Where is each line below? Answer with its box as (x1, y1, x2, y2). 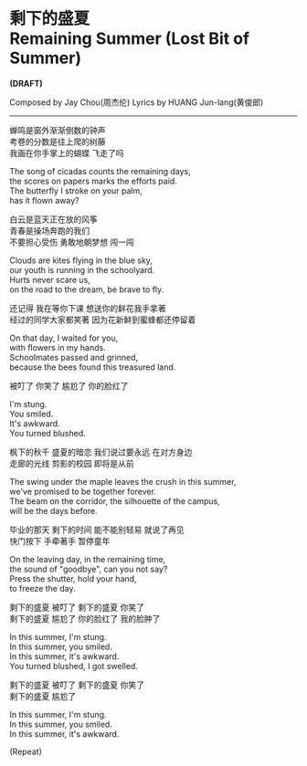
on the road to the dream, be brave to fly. (9, 284, 164, 295)
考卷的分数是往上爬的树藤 (9, 136, 106, 147)
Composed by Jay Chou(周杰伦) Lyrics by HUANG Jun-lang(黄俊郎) (9, 97, 264, 108)
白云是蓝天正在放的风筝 (9, 214, 98, 225)
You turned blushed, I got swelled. (9, 660, 139, 671)
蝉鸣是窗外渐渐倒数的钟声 (9, 124, 106, 135)
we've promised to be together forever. (9, 486, 157, 497)
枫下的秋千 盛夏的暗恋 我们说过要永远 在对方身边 (9, 446, 193, 457)
